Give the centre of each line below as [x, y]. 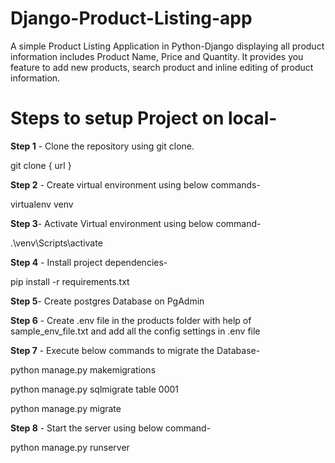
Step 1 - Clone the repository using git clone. [102, 146]
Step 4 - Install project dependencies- [89, 262]
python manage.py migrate [66, 408]
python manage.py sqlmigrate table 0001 [95, 389]
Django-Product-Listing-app [131, 18]
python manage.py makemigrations [83, 369]
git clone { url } [41, 165]
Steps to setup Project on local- [144, 118]
